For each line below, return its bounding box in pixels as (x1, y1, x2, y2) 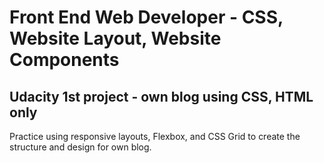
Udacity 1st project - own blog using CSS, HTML (9, 88, 314, 105)
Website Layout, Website (9, 27, 222, 50)
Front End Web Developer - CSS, (9, 6, 284, 29)
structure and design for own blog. (9, 141, 152, 153)
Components (9, 49, 120, 71)
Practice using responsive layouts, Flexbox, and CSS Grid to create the (9, 131, 301, 142)
